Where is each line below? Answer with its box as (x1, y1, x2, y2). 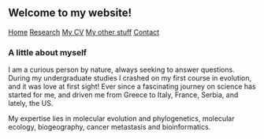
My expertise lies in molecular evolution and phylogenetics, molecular (8, 114, 235, 123)
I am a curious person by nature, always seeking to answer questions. (8, 65, 235, 74)
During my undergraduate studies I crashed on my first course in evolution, (8, 73, 252, 83)
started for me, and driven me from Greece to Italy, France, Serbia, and (8, 90, 239, 100)
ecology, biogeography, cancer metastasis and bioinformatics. (8, 122, 211, 132)
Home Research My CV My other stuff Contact (8, 27, 160, 36)
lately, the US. (8, 99, 54, 108)
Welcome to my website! (8, 6, 132, 20)
